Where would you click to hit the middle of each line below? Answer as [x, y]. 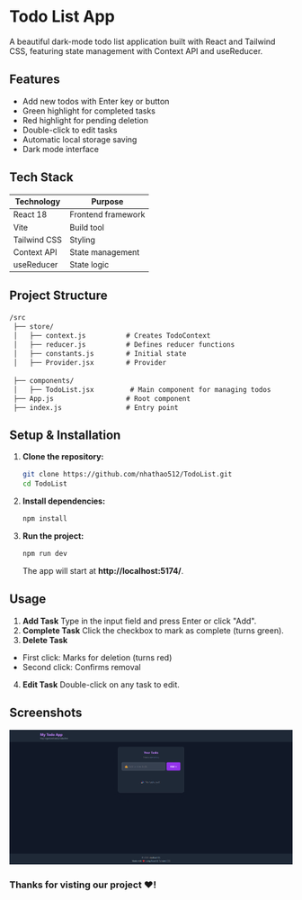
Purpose [107, 202]
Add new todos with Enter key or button [96, 101]
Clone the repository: [63, 457]
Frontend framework [107, 214]
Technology [38, 202]
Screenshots [46, 713]
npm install [44, 519]
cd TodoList [44, 484]
